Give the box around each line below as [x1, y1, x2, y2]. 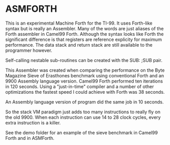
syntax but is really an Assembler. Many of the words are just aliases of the [5, 25, 164, 31]
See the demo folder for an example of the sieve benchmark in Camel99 [5, 129, 158, 136]
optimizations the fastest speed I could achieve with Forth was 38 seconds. [5, 89, 165, 95]
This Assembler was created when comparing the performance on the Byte [5, 67, 165, 73]
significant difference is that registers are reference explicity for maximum [5, 36, 162, 43]
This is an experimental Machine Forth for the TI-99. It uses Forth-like [5, 20, 153, 26]
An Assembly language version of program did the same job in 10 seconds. [5, 98, 164, 105]
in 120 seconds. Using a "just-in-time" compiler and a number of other [5, 83, 154, 90]
